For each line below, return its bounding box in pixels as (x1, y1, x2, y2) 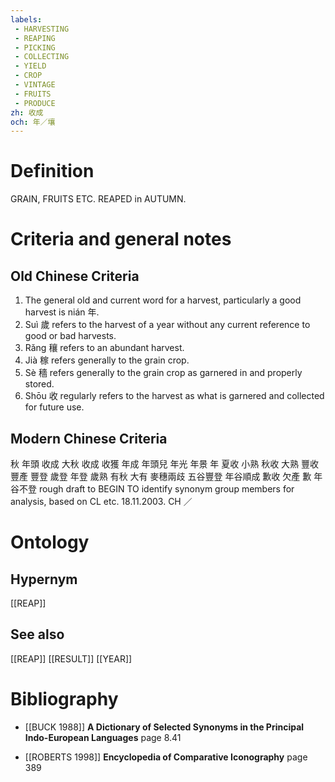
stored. (24, 378, 55, 390)
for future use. (24, 401, 85, 413)
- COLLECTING (14, 52, 70, 62)
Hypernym (10, 571, 78, 588)
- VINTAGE (14, 80, 56, 90)
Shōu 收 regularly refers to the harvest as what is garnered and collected (24, 390, 325, 402)
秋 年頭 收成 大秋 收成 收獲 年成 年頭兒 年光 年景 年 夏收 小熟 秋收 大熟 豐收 (10, 458, 320, 470)
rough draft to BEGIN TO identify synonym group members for (38, 483, 295, 495)
